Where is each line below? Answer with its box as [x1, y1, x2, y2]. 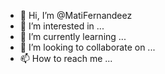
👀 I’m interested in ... [19, 20, 105, 32]
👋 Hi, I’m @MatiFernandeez [19, 10, 133, 21]
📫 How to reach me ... [19, 53, 113, 64]
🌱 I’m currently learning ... [19, 31, 127, 42]
